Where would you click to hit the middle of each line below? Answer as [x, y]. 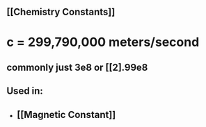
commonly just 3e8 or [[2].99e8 [77, 67]
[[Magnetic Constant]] [66, 115]
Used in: [25, 91]
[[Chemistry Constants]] [61, 12]
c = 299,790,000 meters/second [103, 42]
